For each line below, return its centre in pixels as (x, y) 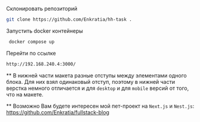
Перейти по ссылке (31, 53)
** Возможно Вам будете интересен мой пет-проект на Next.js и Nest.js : (100, 106)
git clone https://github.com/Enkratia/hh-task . (69, 20)
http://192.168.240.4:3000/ (41, 64)
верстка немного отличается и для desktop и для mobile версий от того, (98, 88)
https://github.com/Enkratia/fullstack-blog (58, 112)
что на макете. (25, 94)
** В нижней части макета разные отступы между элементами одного (96, 75)
